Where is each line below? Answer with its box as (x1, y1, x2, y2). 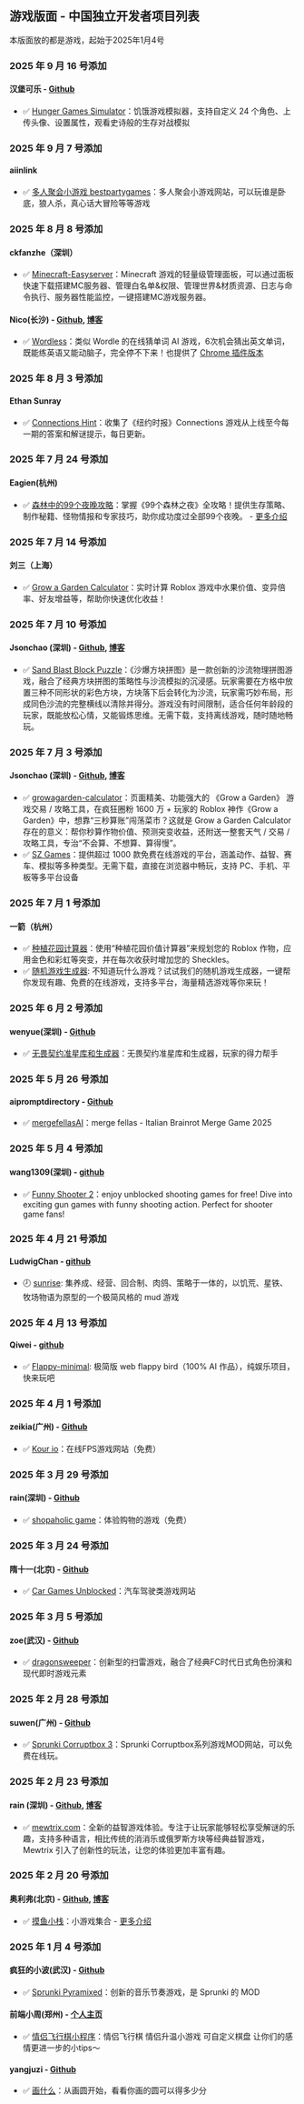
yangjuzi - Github (9, 2063, 77, 2075)
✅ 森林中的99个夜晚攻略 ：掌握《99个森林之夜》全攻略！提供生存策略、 (22, 499, 290, 510)
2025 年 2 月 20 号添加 (9, 1869, 109, 1882)
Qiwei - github (9, 1339, 64, 1350)
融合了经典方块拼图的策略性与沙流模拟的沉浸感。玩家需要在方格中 (38, 676, 286, 686)
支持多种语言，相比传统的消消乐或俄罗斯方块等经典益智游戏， (38, 1833, 270, 1844)
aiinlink (9, 165, 38, 175)
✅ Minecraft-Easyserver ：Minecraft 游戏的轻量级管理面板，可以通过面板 (22, 269, 295, 280)
